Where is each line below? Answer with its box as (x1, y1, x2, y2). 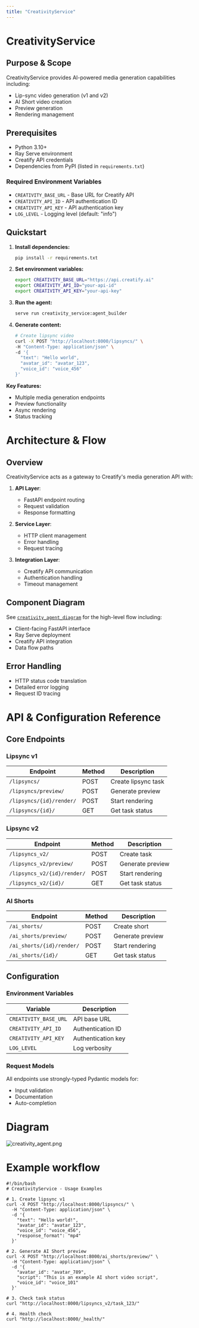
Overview (6, 457, 43, 468)
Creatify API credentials (14, 156, 73, 164)
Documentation (14, 1093, 53, 1100)
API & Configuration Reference (6, 710, 161, 724)
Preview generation (14, 104, 63, 111)
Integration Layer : (14, 556, 60, 563)
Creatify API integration (14, 637, 73, 645)
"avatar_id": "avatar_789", (17, 1269, 86, 1275)
